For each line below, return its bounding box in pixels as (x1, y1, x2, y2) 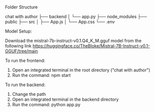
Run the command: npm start (12, 72, 71, 78)
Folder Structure (5, 4, 38, 10)
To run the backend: (5, 82, 45, 88)
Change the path (12, 91, 46, 97)
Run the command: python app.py (12, 102, 80, 107)
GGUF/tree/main (5, 48, 38, 54)
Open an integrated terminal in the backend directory (12, 96, 119, 102)
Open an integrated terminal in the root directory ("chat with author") (12, 67, 151, 73)
